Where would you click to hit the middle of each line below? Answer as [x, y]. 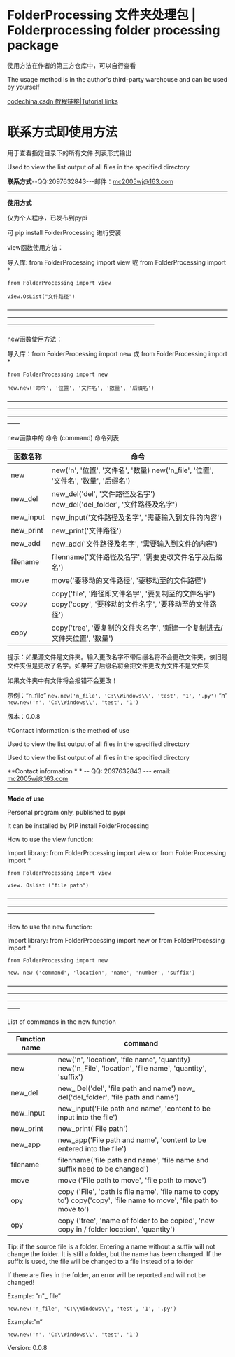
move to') [73, 1209]
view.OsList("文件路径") [41, 296]
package [33, 45]
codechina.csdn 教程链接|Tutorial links [63, 101]
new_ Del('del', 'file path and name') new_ [127, 1088]
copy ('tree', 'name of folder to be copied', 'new [136, 1221]
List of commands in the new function [62, 1021]
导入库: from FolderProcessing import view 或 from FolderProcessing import [116, 262]
